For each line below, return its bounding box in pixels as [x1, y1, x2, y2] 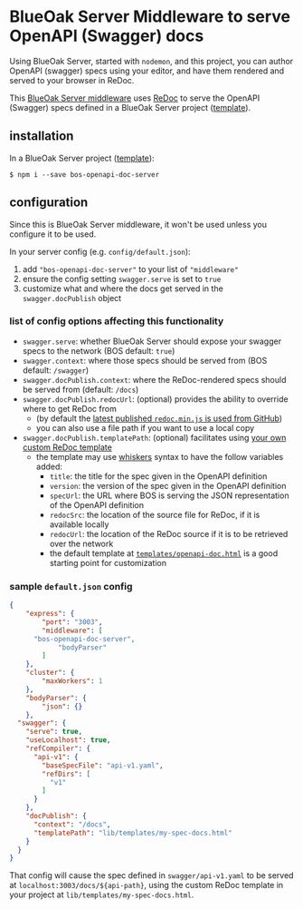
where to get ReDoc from [22, 403, 118, 414]
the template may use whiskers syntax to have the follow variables [35, 451, 284, 462]
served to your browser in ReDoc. [9, 74, 135, 85]
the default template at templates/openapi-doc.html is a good [49, 547, 279, 559]
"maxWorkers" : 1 [42, 677, 103, 686]
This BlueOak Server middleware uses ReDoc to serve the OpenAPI [9, 93, 260, 103]
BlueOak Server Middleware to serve [9, 6, 291, 27]
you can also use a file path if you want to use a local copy [35, 422, 255, 433]
